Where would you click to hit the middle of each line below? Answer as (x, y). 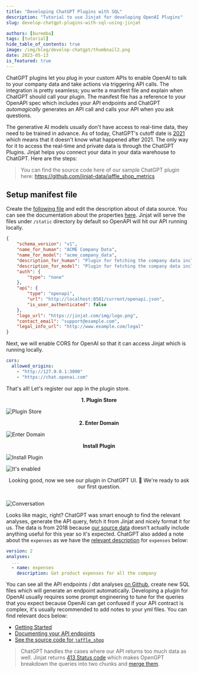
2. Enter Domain (99, 423)
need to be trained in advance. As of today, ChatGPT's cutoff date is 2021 (95, 133)
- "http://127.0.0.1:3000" (50, 371)
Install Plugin (99, 446)
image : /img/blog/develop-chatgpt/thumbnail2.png (68, 50)
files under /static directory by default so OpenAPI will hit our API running (97, 221)
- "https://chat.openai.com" (52, 377)
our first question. (99, 487)
